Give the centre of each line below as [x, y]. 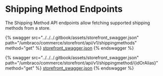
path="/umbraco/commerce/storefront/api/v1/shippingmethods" [71, 42]
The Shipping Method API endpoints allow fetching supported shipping [78, 23]
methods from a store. [28, 28]
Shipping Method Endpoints [64, 9]
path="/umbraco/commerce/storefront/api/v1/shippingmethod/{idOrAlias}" [81, 63]
